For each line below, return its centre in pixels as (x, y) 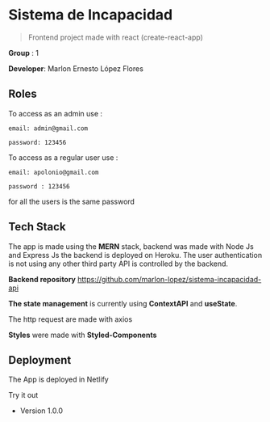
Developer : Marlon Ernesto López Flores (76, 68)
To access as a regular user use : (63, 157)
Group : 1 (23, 53)
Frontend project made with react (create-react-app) (116, 37)
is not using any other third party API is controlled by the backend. (118, 264)
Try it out (23, 395)
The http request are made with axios (71, 319)
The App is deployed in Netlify (58, 380)
